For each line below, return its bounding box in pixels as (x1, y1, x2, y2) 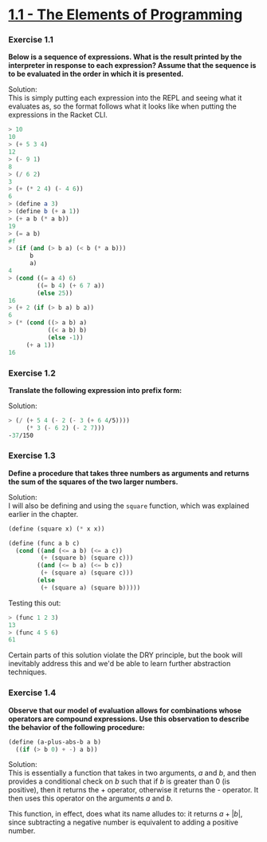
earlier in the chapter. (8, 509, 79, 518)
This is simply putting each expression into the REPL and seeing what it (8, 93, 242, 103)
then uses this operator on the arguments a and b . (8, 793, 173, 804)
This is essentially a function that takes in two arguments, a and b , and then (8, 769, 257, 778)
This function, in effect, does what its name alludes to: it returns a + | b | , (8, 809, 243, 819)
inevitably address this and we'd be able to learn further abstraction (8, 659, 231, 669)
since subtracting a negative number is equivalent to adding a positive (8, 817, 239, 828)
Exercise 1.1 (8, 34, 54, 46)
